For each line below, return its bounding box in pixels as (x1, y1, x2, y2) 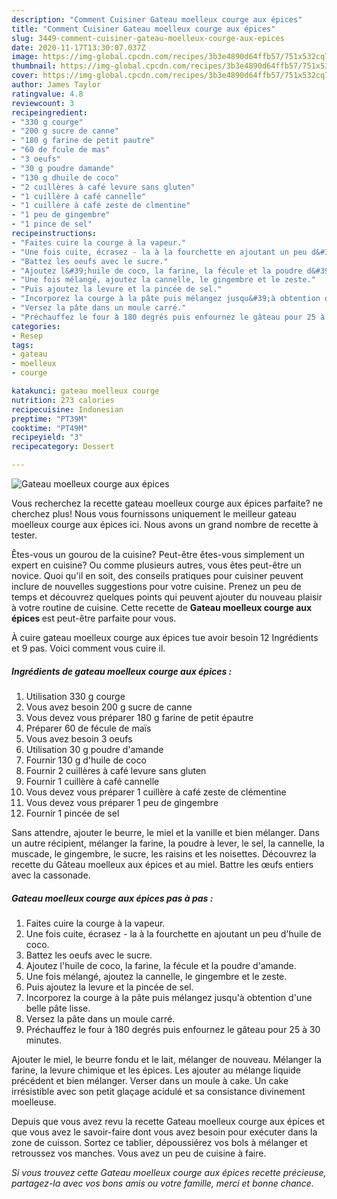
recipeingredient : (11, 107, 88, 118)
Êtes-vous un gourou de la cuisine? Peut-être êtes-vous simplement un (11, 549, 305, 560)
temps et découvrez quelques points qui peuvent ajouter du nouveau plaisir (11, 591, 323, 603)
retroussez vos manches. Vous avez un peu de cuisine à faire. (11, 1147, 267, 1159)
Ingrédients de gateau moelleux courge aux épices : (11, 665, 233, 677)
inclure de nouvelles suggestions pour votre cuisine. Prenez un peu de (11, 581, 302, 592)
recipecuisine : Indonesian (11, 404, 124, 415)
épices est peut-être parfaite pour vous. (11, 612, 177, 624)
